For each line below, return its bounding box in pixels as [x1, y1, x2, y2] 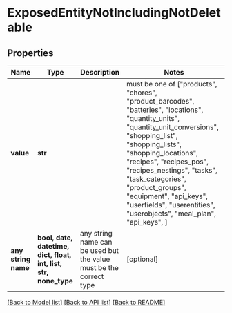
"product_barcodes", [126, 97, 195, 106]
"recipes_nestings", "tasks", [126, 166, 217, 175]
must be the [80, 263, 119, 272]
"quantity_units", [126, 114, 180, 123]
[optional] [126, 254, 159, 264]
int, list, [37, 259, 62, 268]
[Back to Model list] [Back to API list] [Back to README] [7, 298, 166, 306]
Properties [7, 47, 54, 59]
